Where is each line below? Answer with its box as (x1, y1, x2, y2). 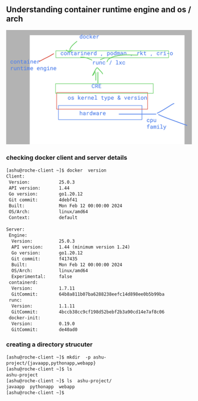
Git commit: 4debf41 (8, 197, 78, 203)
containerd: (8, 280, 38, 285)
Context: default (8, 215, 78, 221)
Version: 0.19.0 (11, 321, 75, 327)
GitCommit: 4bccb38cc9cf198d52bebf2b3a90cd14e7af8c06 (11, 309, 165, 315)
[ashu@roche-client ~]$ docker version (6, 167, 107, 173)
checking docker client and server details (6, 153, 128, 162)
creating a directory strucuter (6, 340, 93, 349)
